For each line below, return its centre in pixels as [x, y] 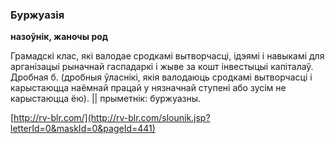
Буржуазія [37, 15]
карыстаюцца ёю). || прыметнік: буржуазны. [106, 99]
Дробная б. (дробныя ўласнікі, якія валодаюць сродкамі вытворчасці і [161, 77]
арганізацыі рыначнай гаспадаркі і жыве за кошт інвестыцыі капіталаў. [162, 67]
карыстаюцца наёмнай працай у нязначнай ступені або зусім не [148, 88]
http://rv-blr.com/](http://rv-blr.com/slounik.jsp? [112, 118]
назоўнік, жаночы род [59, 37]
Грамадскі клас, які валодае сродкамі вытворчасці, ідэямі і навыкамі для [167, 56]
